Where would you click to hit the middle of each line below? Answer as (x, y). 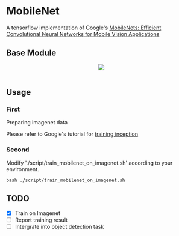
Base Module (31, 53)
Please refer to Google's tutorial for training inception (72, 134)
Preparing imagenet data (37, 123)
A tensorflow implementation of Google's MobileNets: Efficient (84, 28)
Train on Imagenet (38, 213)
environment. (23, 169)
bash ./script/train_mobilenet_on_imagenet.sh (66, 180)
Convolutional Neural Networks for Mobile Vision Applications (83, 34)
